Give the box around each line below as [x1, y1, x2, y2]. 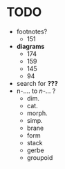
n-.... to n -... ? [16, 87, 56, 95]
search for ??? [16, 79, 58, 87]
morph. [26, 109, 48, 117]
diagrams [16, 42, 45, 50]
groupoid [26, 153, 53, 161]
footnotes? [16, 27, 48, 36]
